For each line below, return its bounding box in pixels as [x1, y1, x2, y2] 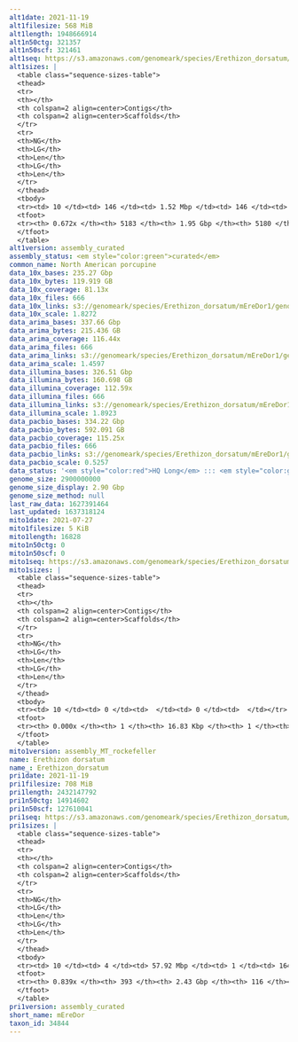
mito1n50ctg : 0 [9, 540, 66, 550]
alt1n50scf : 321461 [9, 46, 82, 55]
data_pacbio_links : [9, 450, 82, 459]
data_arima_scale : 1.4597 [9, 359, 105, 368]
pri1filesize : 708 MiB [9, 780, 93, 789]
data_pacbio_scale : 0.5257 [9, 458, 109, 467]
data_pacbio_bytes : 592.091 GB [9, 425, 125, 435]
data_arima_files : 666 [9, 342, 93, 351]
